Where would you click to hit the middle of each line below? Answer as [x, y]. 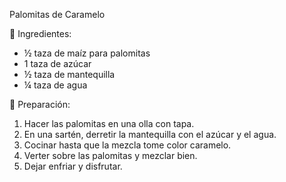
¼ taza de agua [55, 85]
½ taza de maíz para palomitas [87, 53]
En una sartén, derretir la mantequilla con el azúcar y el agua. [150, 134]
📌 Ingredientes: [40, 33]
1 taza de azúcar [57, 63]
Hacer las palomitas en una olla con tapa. [109, 123]
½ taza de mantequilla [69, 74]
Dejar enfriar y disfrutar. [73, 166]
